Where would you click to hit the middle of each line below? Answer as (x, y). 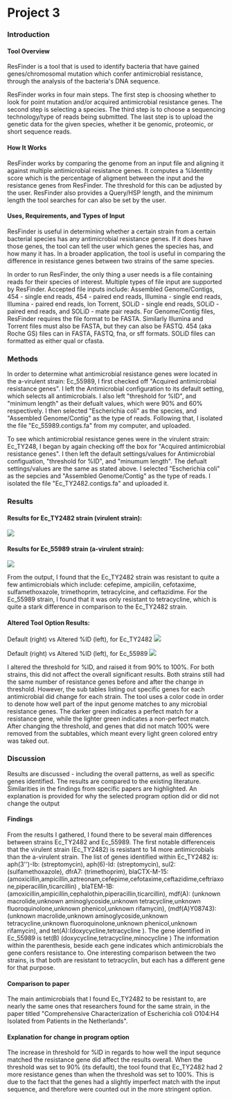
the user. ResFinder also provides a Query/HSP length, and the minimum (110, 192)
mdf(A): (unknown (195, 894)
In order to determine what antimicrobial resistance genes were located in (113, 374)
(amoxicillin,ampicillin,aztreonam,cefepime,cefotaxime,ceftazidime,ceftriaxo (115, 879)
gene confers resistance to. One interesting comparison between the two (111, 953)
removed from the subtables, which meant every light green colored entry (113, 733)
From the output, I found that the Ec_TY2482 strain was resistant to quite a (113, 577)
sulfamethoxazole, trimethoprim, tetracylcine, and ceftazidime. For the (107, 592)
